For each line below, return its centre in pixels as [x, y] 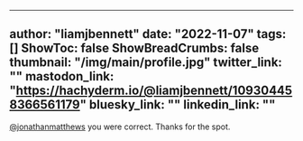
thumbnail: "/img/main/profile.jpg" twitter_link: [146, 63]
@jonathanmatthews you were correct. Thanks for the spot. [120, 127]
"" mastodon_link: [62, 76]
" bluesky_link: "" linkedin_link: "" [178, 105]
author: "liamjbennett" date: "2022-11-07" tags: [148, 34]
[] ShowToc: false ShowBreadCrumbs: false [134, 48]
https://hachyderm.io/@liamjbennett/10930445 [154, 91]
